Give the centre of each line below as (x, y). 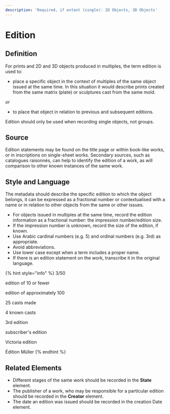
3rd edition (16, 323)
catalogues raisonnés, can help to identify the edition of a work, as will (79, 161)
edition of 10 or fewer (27, 283)
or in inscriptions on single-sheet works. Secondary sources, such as (78, 155)
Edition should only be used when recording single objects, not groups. (80, 121)
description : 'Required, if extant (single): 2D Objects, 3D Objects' (81, 10)
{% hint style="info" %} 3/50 (36, 273)
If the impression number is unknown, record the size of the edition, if (85, 226)
